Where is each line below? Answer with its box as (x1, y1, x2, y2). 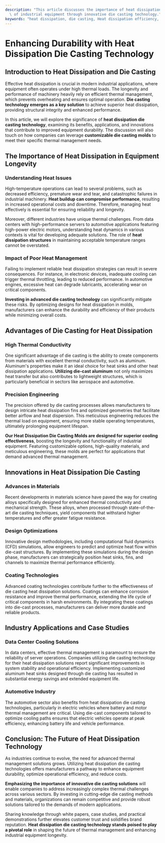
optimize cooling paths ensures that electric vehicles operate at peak (5, 715, 145, 721)
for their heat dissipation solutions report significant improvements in (5, 660, 145, 666)
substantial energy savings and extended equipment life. (5, 676, 120, 682)
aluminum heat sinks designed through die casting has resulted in (5, 671, 138, 677)
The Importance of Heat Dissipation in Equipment (5, 152, 160, 160)
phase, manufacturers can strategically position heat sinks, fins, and (5, 554, 143, 560)
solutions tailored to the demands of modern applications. (5, 802, 122, 807)
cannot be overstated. (5, 242, 50, 248)
